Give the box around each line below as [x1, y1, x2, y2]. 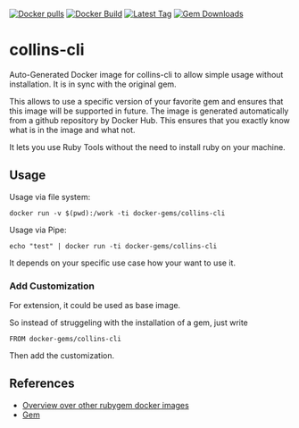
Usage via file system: [9, 191, 91, 202]
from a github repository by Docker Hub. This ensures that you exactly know [9, 114, 290, 125]
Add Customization [9, 280, 96, 292]
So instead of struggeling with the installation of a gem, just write [9, 317, 248, 328]
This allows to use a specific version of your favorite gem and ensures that [9, 96, 284, 106]
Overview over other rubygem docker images [21, 399, 189, 410]
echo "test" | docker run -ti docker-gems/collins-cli [9, 241, 218, 250]
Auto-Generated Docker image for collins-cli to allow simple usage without [9, 69, 284, 80]
